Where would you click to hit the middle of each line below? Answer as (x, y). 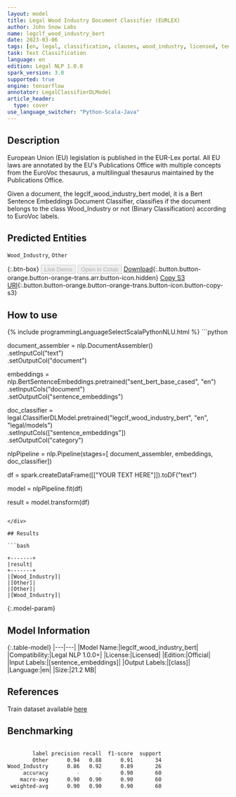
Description (33, 140)
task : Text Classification (47, 54)
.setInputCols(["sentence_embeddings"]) (67, 433)
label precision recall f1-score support (97, 753)
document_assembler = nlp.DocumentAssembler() (80, 346)
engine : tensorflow (36, 86)
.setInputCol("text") (35, 353)
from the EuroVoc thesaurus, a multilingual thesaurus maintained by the (111, 172)
